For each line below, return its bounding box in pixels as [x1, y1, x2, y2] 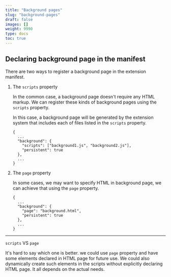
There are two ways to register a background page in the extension [5, 68, 147, 74]
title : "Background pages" [5, 7, 63, 13]
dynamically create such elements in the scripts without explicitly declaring [5, 261, 163, 267]
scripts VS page [5, 240, 39, 246]
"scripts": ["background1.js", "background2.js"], [22, 143, 132, 148]
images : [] [5, 21, 28, 27]
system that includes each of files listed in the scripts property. [12, 119, 147, 125]
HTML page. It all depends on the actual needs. [5, 266, 105, 272]
